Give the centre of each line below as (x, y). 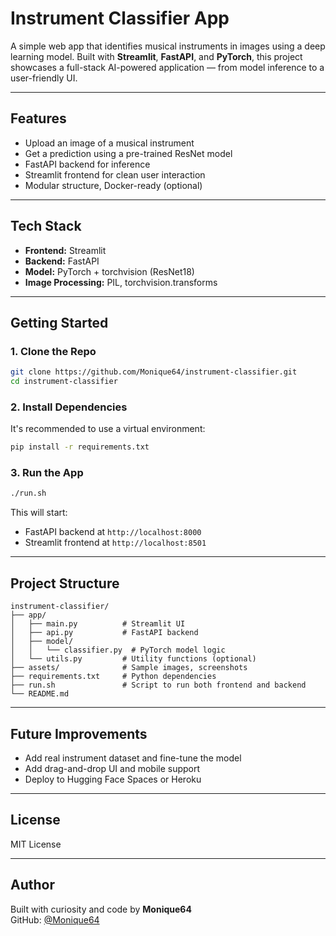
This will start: (39, 513)
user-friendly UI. (44, 78)
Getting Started (59, 322)
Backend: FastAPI (62, 261)
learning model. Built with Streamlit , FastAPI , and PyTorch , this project (156, 56)
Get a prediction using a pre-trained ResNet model (128, 153)
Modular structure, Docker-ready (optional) (113, 185)
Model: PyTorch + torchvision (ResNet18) (109, 271)
